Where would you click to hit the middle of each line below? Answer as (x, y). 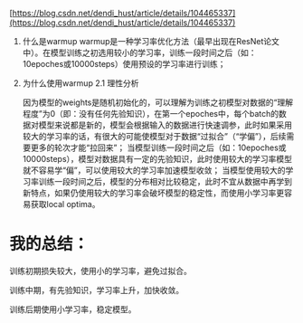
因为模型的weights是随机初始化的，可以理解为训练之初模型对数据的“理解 (158, 102)
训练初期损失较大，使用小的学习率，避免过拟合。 (100, 271)
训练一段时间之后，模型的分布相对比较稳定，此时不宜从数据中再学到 (165, 181)
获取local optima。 (65, 204)
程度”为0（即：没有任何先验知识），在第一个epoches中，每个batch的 (151, 114)
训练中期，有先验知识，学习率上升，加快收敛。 (96, 290)
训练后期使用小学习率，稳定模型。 (73, 309)
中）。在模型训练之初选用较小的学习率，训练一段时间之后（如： (139, 52)
